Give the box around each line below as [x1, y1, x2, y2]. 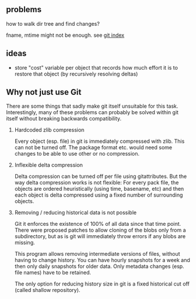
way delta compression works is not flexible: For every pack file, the [14, 179, 179, 186]
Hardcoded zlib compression [14, 126, 85, 133]
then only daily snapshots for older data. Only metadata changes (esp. [14, 263, 184, 270]
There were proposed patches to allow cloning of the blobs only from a [14, 226, 186, 233]
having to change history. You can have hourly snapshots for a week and [14, 257, 190, 264]
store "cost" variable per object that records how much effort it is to [14, 64, 178, 71]
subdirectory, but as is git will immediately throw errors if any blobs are [14, 233, 186, 240]
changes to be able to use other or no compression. [14, 150, 140, 157]
